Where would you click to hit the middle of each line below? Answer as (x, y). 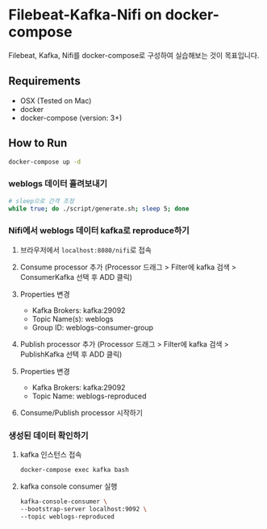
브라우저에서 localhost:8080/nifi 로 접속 (86, 250)
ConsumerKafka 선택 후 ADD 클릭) (76, 277)
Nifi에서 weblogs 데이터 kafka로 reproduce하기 (99, 231)
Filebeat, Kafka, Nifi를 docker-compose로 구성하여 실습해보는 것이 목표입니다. (134, 55)
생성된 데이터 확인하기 (48, 435)
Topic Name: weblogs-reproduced (89, 396)
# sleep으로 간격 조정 (42, 201)
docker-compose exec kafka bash (74, 470)
